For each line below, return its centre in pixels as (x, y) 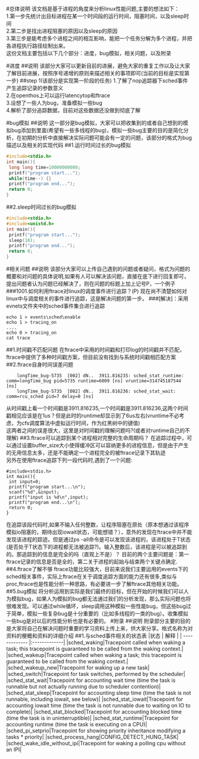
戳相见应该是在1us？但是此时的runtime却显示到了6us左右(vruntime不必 (93, 416)
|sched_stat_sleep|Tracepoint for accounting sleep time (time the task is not (99, 693)
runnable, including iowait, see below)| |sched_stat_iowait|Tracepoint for (95, 699)
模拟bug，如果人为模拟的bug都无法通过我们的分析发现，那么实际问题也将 (101, 599)
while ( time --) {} (30, 178)
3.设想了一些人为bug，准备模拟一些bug (54, 103)
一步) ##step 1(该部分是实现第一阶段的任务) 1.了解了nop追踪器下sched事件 (97, 81)
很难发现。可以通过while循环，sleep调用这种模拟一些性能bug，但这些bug (96, 606)
